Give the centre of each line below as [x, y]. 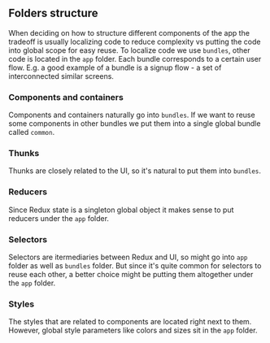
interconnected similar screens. [61, 76]
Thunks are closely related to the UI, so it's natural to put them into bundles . [135, 171]
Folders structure [54, 13]
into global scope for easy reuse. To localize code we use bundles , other [129, 50]
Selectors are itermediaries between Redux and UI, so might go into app [128, 257]
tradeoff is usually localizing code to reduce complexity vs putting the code [135, 41]
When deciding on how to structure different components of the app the [129, 33]
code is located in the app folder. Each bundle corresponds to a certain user [135, 59]
